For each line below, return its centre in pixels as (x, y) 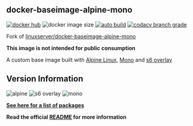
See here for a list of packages (45, 105)
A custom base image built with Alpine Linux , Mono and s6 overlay (89, 59)
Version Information (45, 79)
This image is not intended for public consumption (71, 48)
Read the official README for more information (67, 117)
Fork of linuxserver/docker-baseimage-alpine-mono (71, 36)
